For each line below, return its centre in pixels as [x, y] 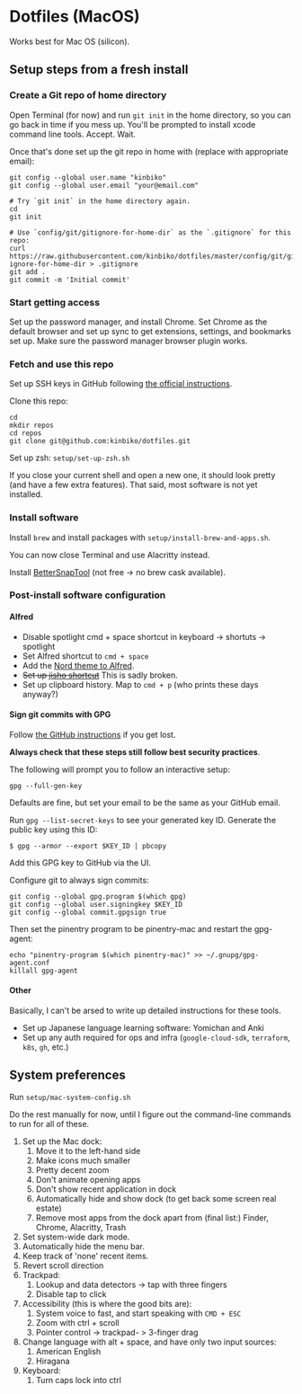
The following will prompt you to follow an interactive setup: [120, 769]
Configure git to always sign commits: [80, 880]
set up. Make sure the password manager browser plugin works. [129, 341]
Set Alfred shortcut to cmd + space [85, 656]
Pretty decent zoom [72, 1169]
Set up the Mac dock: [62, 1141]
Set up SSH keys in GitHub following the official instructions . [121, 384]
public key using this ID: [53, 830]
